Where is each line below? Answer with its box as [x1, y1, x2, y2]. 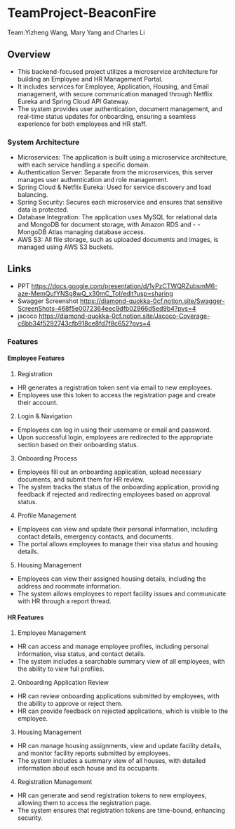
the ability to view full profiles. [17, 664, 105, 673]
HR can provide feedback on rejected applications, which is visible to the [17, 707, 229, 715]
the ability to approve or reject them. [17, 700, 123, 708]
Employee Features [7, 354, 65, 363]
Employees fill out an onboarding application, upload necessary [17, 468, 201, 476]
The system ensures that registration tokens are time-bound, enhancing [17, 806, 226, 815]
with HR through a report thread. [17, 596, 112, 605]
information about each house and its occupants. [17, 764, 160, 773]
